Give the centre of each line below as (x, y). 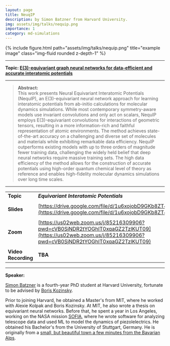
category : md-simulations (32, 33)
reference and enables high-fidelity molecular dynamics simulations (88, 174)
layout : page (19, 10)
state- (154, 131)
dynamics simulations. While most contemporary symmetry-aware (87, 109)
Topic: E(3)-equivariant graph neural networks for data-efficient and (79, 68)
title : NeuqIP (20, 15)
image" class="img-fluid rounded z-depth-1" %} (56, 53)
